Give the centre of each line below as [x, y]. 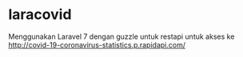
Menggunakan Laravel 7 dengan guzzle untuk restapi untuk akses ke [121, 36]
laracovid [40, 15]
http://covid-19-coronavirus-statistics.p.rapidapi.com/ [97, 44]
